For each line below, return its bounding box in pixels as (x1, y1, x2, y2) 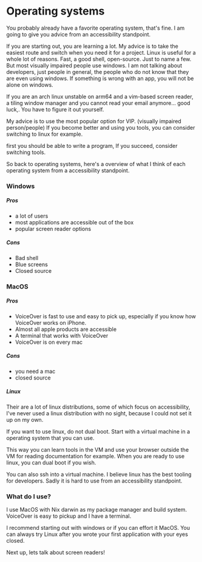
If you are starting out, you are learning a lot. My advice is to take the (6, 42, 179, 50)
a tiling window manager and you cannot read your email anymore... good (6, 99, 190, 107)
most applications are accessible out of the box (15, 218, 134, 226)
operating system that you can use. (6, 434, 95, 441)
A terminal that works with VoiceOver (15, 332, 109, 339)
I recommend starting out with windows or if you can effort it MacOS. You (6, 524, 190, 531)
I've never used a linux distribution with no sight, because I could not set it (6, 409, 192, 416)
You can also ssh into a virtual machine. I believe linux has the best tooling (6, 470, 192, 478)
